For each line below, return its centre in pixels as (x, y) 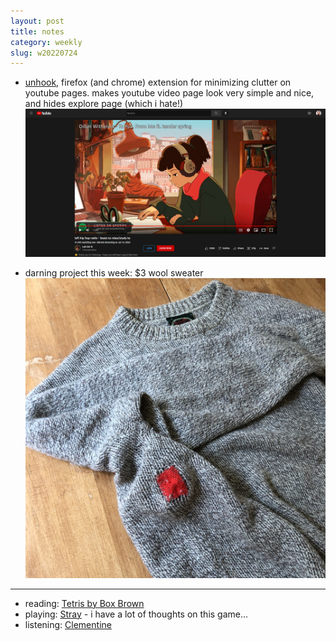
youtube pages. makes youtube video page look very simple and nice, (169, 93)
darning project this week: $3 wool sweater (114, 272)
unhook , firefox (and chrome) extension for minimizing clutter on (158, 82)
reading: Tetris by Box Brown (84, 603)
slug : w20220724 (44, 53)
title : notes (37, 31)
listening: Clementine (68, 624)
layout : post (37, 21)
